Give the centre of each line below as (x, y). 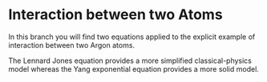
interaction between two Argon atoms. (71, 45)
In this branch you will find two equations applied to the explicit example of (132, 37)
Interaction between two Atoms (115, 15)
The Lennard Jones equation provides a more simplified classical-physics (130, 61)
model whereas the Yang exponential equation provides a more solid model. (133, 68)
